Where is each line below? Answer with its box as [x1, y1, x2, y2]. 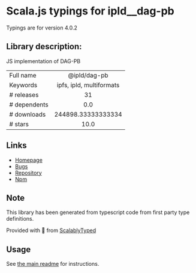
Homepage [14, 156, 43, 164]
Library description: [6, 41, 82, 52]
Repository [14, 169, 42, 176]
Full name [9, 71, 37, 79]
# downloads [9, 110, 46, 118]
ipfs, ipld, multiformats [56, 81, 120, 89]
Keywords [9, 81, 38, 89]
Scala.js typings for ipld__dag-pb [6, 4, 175, 18]
